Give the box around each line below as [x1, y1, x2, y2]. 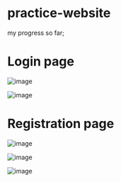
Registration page [7, 116, 115, 132]
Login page [7, 53, 74, 70]
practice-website [7, 5, 111, 21]
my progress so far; [7, 28, 65, 37]
